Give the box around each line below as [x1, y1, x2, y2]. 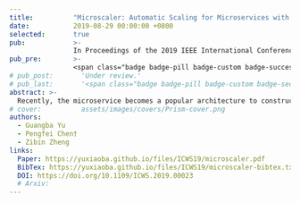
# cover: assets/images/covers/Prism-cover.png [9, 105, 226, 114]
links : [9, 146, 34, 155]
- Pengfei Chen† [17, 130, 78, 139]
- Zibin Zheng [17, 138, 70, 147]
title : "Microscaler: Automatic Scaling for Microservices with [9, 13, 290, 22]
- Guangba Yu [17, 122, 66, 130]
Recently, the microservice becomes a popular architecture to [17, 96, 257, 105]
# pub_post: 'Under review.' [9, 72, 142, 80]
